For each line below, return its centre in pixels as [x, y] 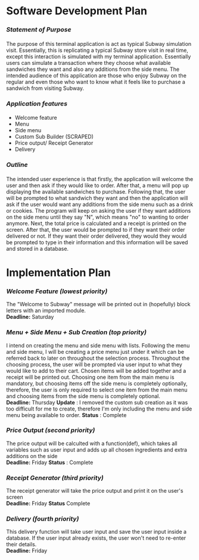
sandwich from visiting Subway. [45, 88]
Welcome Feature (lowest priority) [57, 291]
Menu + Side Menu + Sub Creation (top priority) [77, 332]
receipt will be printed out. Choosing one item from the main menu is [90, 377]
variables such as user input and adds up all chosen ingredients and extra [97, 449]
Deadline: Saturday [30, 317]
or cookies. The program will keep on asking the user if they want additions [99, 210]
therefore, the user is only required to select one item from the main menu [97, 390]
